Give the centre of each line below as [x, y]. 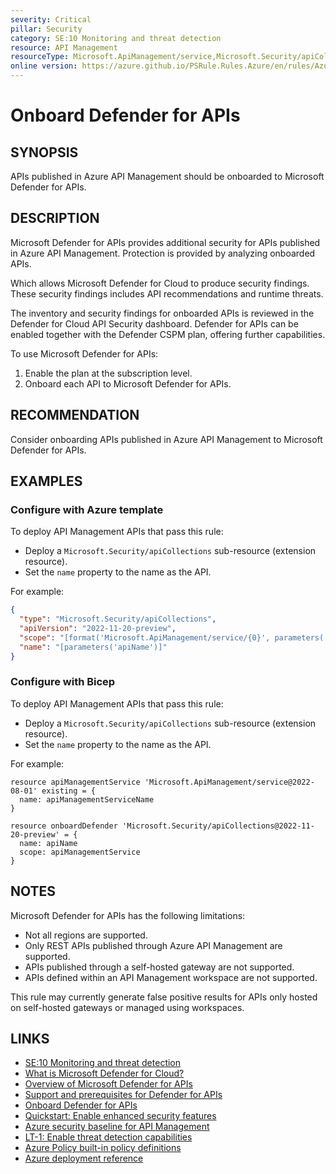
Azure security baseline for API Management [117, 1127]
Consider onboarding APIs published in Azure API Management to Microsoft [166, 439]
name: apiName [48, 843]
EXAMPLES [46, 481]
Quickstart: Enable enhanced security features [120, 1116]
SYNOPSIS [44, 152]
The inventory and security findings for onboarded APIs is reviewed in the [162, 313]
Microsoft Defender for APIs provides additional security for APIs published [165, 242]
